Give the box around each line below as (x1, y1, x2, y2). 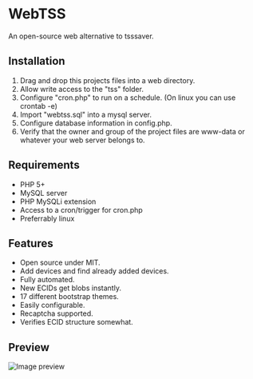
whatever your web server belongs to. (19, 135, 145, 145)
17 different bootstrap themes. (19, 292, 120, 301)
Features (8, 237, 53, 250)
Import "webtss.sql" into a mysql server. (19, 110, 152, 119)
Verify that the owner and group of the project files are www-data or (19, 126, 245, 136)
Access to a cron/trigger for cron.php (19, 205, 144, 214)
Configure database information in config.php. (19, 118, 173, 128)
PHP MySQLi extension (19, 197, 97, 206)
